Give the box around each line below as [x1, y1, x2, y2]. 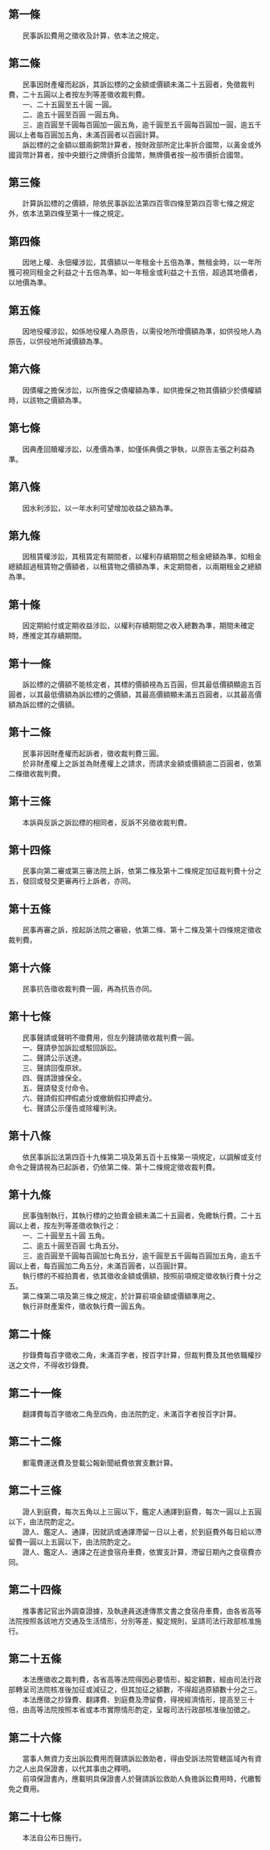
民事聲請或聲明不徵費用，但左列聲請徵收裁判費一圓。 [22, 1033, 198, 1042]
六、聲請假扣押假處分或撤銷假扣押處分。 [22, 1093, 157, 1103]
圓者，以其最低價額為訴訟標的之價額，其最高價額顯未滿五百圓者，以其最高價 [8, 689, 262, 699]
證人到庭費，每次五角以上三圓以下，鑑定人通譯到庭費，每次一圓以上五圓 [22, 1507, 262, 1516]
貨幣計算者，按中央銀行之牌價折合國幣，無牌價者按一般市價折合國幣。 [14, 150, 247, 160]
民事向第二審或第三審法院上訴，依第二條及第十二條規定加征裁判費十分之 [22, 866, 262, 876]
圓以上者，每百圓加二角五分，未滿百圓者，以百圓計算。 [8, 1261, 191, 1271]
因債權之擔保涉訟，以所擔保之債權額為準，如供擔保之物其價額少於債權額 [22, 385, 262, 395]
